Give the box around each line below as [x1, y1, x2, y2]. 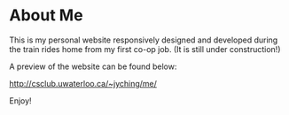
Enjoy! [9, 95, 33, 106]
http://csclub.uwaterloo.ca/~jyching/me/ [9, 78, 158, 88]
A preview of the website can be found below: [9, 61, 177, 72]
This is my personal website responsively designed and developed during [9, 34, 278, 45]
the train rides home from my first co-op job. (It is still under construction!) [9, 43, 281, 54]
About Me [9, 5, 83, 26]
